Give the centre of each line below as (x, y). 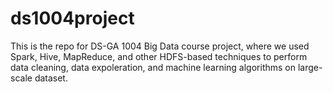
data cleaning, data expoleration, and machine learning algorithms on (153, 67)
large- (310, 67)
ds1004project (72, 18)
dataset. (51, 78)
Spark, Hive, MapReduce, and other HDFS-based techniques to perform (159, 56)
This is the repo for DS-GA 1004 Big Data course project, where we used (160, 46)
